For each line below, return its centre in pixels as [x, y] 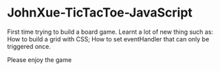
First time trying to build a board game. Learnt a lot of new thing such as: [110, 32]
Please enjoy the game [40, 59]
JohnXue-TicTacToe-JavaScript [100, 13]
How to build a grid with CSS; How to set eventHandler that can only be [108, 39]
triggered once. [29, 46]
